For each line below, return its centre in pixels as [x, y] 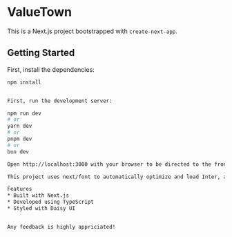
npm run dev [24, 113]
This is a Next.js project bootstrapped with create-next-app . [93, 31]
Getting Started [41, 53]
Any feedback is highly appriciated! [61, 227]
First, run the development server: [60, 101]
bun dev [18, 152]
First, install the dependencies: [51, 69]
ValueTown [40, 12]
